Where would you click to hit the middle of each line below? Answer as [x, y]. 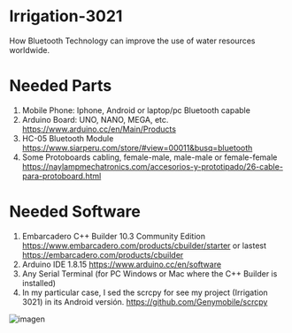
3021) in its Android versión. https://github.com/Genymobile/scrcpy [145, 301]
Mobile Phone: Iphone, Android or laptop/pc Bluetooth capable [136, 110]
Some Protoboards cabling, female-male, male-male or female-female [150, 157]
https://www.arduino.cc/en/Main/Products [99, 129]
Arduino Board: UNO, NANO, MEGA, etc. [95, 119]
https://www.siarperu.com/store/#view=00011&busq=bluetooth [137, 148]
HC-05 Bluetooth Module [68, 138]
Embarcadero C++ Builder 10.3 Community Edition [114, 236]
